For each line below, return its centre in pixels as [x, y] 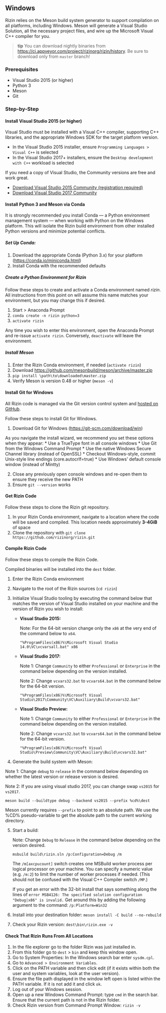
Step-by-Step [22, 109]
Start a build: [25, 830]
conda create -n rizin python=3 [46, 316]
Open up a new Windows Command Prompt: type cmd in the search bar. [85, 995]
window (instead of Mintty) [33, 464]
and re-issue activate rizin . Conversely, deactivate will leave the [73, 336]
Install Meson [19, 352]
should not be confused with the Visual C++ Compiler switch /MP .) [80, 879]
